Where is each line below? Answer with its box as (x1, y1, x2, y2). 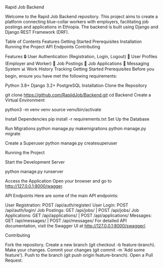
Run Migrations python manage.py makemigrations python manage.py (5, 125, 146, 131)
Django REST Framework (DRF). (5, 29, 69, 35)
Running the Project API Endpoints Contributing (5, 44, 101, 49)
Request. (5, 257, 23, 263)
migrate (5, 131, 20, 136)
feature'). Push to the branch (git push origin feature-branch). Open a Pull (5, 252, 153, 258)
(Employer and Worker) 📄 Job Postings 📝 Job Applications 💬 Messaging (5, 61, 150, 66)
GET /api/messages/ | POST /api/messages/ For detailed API (5, 218, 127, 224)
